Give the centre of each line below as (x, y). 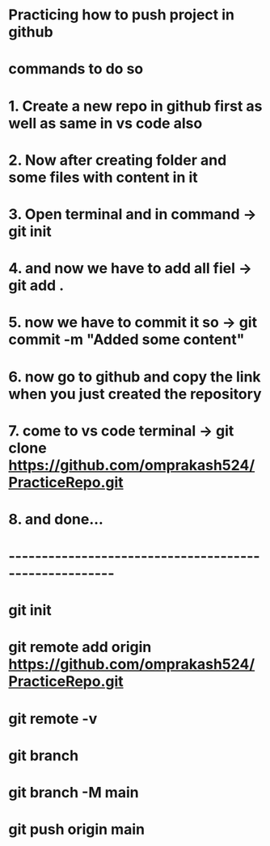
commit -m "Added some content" (127, 340)
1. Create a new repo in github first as (135, 106)
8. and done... (56, 519)
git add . (36, 286)
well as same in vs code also (105, 123)
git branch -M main (74, 793)
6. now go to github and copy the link (135, 377)
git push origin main (77, 829)
